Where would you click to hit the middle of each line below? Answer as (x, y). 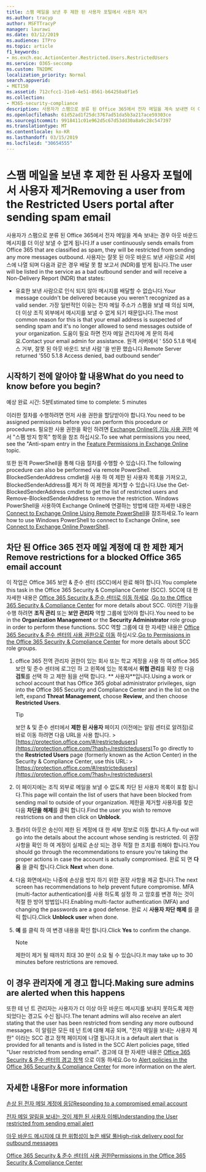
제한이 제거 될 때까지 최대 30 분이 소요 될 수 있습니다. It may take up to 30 (104, 955)
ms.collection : (26, 98)
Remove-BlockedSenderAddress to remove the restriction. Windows (93, 498)
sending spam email (59, 217)
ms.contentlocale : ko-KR (38, 132)
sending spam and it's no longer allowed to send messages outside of (104, 326)
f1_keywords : (23, 52)
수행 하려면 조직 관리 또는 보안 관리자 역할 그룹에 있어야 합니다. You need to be (100, 613)
